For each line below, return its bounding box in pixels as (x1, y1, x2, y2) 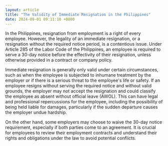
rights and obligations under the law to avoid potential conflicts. (5, 135, 136, 141)
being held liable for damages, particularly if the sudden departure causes (5, 104, 158, 110)
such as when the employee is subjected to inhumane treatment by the (5, 72, 151, 78)
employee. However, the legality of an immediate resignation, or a (5, 36, 140, 42)
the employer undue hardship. (5, 109, 67, 115)
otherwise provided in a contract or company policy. (5, 57, 113, 63)
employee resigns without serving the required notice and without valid (5, 83, 151, 89)
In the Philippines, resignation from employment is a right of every (5, 31, 141, 37)
